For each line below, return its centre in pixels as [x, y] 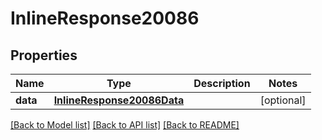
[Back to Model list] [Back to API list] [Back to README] [125, 125]
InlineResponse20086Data [119, 100]
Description [222, 83]
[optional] [283, 100]
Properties [44, 55]
